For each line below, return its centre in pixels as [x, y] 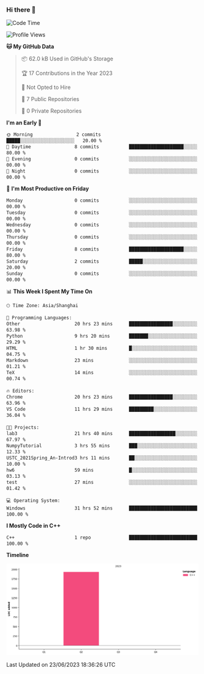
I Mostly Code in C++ [33, 526]
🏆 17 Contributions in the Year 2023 [67, 73]
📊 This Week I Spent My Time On [49, 291]
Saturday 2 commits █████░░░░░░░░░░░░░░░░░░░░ [102, 261]
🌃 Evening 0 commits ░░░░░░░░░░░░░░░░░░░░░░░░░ [102, 159]
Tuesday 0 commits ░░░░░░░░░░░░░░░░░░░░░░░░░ [102, 213]
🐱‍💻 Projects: [23, 428]
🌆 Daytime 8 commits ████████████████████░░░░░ [102, 147]
